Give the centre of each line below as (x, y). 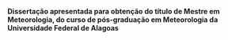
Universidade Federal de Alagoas (63, 28)
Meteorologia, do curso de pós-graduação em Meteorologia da (113, 20)
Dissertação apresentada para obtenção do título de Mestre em (114, 11)
